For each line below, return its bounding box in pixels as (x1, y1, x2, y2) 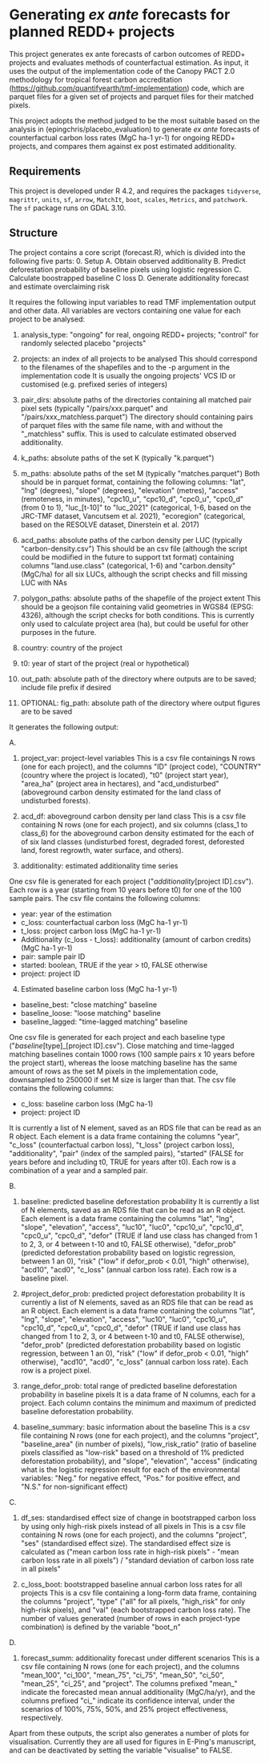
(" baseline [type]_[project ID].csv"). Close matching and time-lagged (9, 1041, 235, 1050)
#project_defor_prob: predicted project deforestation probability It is (20, 1288, 246, 1298)
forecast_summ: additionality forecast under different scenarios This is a (20, 1653, 260, 1663)
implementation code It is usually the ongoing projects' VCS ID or (20, 370, 236, 380)
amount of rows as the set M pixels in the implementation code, (9, 1066, 219, 1076)
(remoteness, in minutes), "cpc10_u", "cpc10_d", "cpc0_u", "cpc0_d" (20, 494, 243, 503)
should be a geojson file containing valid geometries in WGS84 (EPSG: (20, 601, 254, 611)
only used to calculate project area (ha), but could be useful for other (20, 619, 249, 629)
